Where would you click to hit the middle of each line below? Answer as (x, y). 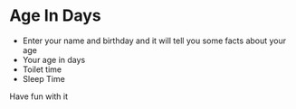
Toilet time (42, 69)
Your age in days (54, 59)
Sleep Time (43, 78)
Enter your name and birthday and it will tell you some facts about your (154, 41)
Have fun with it (39, 96)
